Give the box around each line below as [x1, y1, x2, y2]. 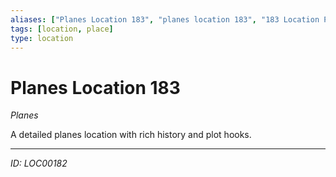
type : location [10, 33, 74, 43]
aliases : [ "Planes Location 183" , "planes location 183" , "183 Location [10, 14, 320, 25]
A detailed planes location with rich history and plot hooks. [10, 129, 252, 141]
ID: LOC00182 [10, 157, 68, 170]
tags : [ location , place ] [10, 24, 114, 34]
